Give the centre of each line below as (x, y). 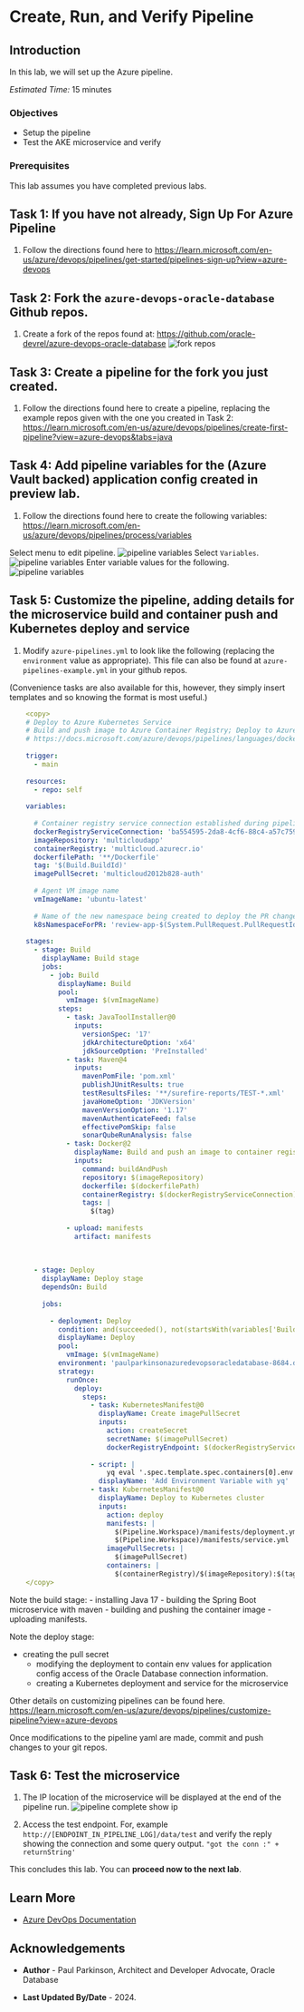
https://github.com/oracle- (206, 334)
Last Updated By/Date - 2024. (80, 1997)
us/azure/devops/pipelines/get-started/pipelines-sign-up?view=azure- (155, 259)
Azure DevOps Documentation (79, 1919)
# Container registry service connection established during (151, 824)
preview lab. (45, 494)
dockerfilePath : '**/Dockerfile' (96, 857)
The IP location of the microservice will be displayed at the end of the (152, 1797)
